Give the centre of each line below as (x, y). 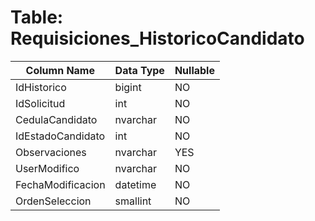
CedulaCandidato (56, 119)
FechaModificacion (60, 184)
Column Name (60, 70)
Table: (37, 17)
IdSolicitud (40, 103)
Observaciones (51, 152)
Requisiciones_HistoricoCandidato (157, 38)
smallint (133, 201)
